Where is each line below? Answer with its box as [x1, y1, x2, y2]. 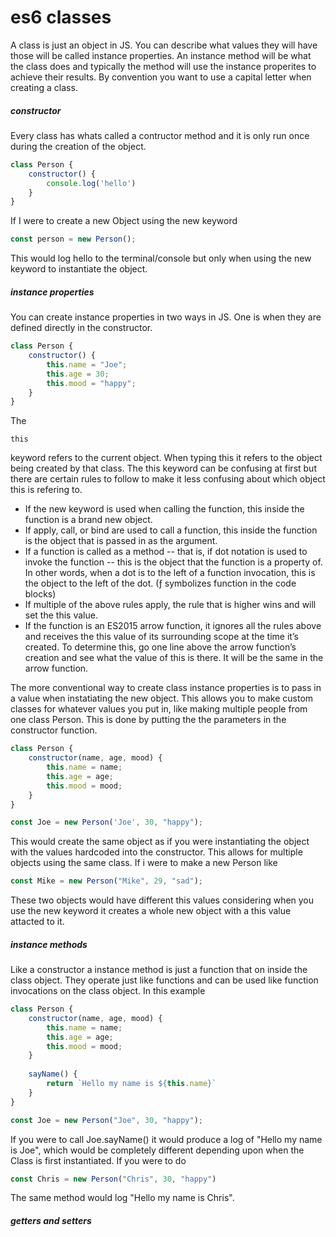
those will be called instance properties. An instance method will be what [10, 49, 312, 61]
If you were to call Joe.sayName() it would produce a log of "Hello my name [10, 1133, 323, 1145]
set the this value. [24, 609, 98, 621]
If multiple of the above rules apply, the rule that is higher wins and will [24, 599, 317, 611]
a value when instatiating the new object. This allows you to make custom [10, 692, 314, 705]
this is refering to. [10, 484, 83, 496]
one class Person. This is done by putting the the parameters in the [10, 714, 287, 726]
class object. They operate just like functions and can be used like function [10, 974, 319, 986]
